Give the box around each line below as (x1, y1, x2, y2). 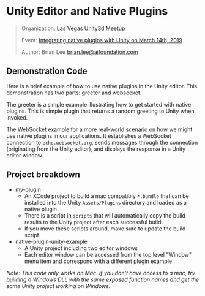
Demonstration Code (6, 66, 88, 77)
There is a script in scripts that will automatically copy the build (24, 211, 185, 219)
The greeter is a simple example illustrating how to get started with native (6, 101, 192, 108)
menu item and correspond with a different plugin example (24, 257, 173, 265)
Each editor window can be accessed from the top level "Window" (24, 251, 192, 258)
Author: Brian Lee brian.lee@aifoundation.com (21, 48, 138, 56)
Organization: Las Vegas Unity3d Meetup (21, 25, 125, 32)
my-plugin (15, 186, 42, 193)
